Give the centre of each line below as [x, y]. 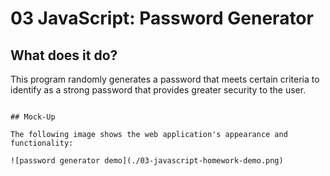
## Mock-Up [33, 117]
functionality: [42, 143]
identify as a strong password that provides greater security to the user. [158, 90]
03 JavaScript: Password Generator [162, 18]
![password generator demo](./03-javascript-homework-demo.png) [147, 161]
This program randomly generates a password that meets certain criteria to [165, 79]
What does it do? [64, 55]
